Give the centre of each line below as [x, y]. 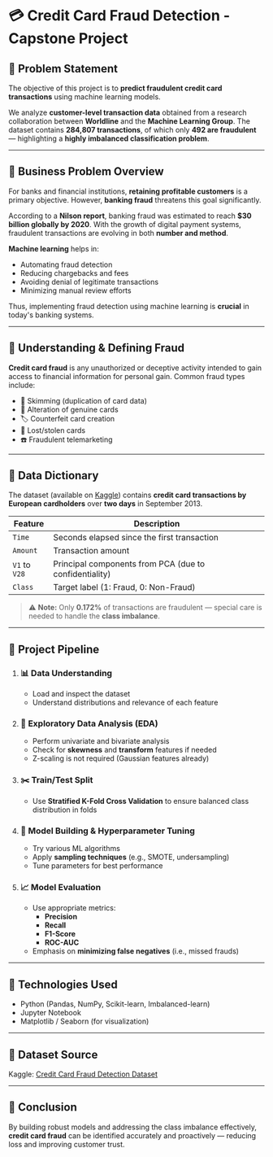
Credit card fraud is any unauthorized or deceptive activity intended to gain [135, 368]
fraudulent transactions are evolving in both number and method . [119, 233]
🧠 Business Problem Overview [86, 172]
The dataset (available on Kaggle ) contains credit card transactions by [128, 495]
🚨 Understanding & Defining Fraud [97, 348]
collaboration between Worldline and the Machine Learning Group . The [129, 121]
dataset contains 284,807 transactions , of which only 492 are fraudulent [132, 130]
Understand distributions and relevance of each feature [125, 703]
